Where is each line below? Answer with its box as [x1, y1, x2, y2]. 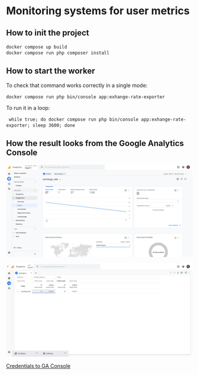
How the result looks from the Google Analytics [6, 138, 184, 148]
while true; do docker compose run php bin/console [8, 117, 139, 122]
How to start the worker [6, 66, 96, 76]
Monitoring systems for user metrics [6, 4, 190, 18]
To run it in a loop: [6, 104, 50, 111]
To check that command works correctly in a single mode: [6, 82, 148, 89]
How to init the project [6, 28, 90, 38]
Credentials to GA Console [6, 362, 71, 369]
